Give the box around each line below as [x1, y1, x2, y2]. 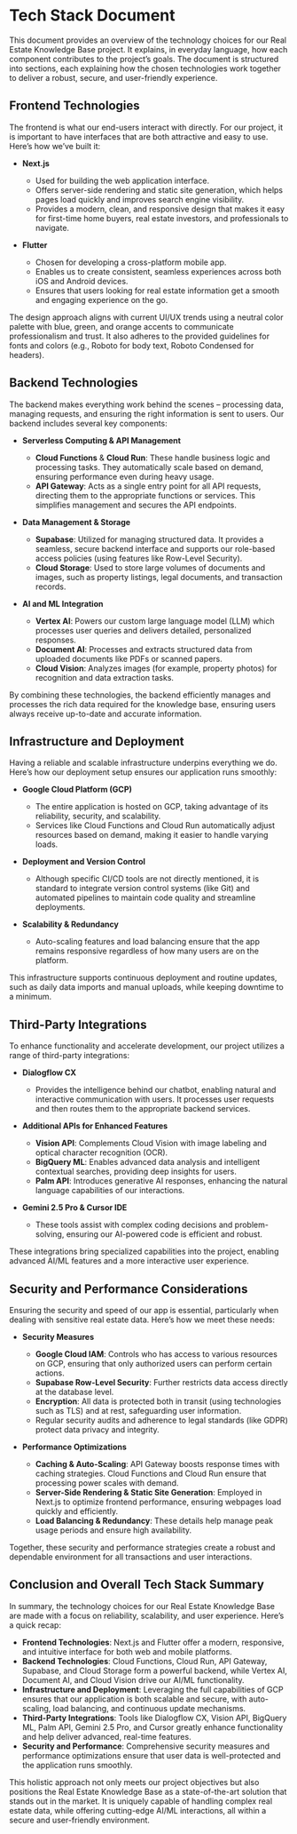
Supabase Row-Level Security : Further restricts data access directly [35, 1377, 288, 1387]
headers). [9, 349, 44, 360]
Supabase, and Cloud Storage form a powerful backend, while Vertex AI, [21, 1665, 288, 1676]
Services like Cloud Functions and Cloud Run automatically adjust [35, 820, 276, 831]
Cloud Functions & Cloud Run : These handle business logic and [35, 452, 270, 463]
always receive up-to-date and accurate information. [9, 708, 202, 719]
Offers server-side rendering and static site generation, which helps [35, 184, 284, 195]
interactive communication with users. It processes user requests [35, 1094, 275, 1104]
